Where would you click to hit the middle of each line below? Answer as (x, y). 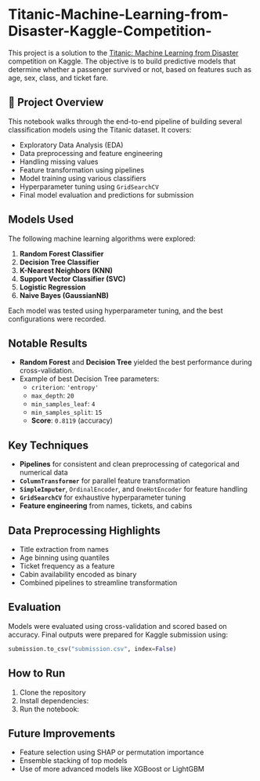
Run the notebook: (49, 709)
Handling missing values (59, 162)
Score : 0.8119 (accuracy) (72, 420)
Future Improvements (62, 734)
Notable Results (48, 343)
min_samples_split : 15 (67, 412)
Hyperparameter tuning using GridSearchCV (89, 187)
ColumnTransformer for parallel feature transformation (105, 481)
